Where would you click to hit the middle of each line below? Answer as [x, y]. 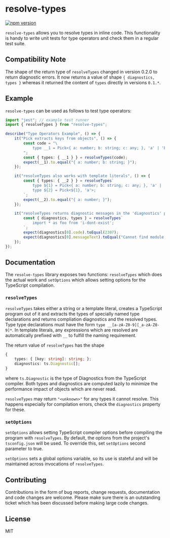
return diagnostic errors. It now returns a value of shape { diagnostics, [80, 77]
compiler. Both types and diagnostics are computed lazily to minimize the [81, 384]
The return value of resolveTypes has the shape [55, 345]
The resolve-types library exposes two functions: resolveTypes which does [84, 275]
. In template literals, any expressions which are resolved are [75, 330]
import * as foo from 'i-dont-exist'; [73, 223]
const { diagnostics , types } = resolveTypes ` [73, 218]
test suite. [16, 43]
